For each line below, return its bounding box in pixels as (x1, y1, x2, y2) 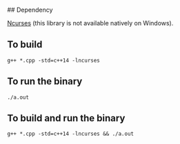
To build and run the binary (7, 112, 126, 124)
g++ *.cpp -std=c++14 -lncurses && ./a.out (7, 130, 134, 138)
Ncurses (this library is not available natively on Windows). (7, 19, 174, 27)
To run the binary (7, 75, 83, 87)
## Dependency (7, 5, 53, 14)
